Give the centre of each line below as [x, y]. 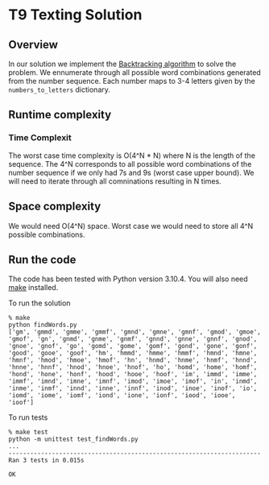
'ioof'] [21, 403]
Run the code [42, 259]
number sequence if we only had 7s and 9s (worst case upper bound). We [132, 172]
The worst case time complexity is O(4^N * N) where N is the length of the [132, 155]
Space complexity [55, 207]
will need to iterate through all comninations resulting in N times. [115, 181]
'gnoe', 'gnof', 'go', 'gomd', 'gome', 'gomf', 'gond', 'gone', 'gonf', [133, 346]
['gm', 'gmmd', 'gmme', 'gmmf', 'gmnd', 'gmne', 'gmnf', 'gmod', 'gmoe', [135, 332]
